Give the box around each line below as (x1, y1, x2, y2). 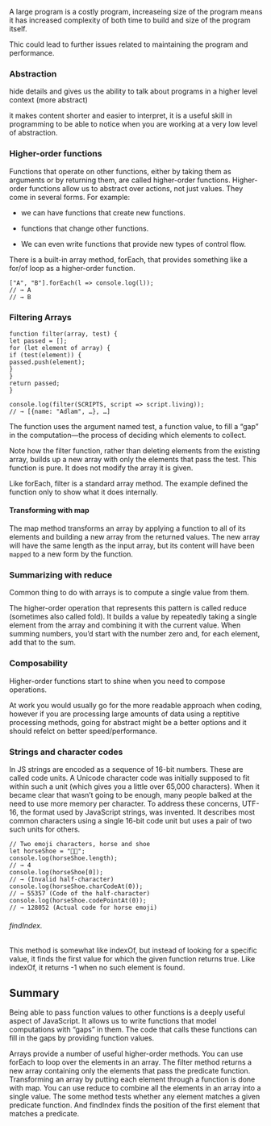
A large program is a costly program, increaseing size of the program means (9, 7, 263, 16)
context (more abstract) (9, 95, 88, 105)
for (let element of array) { (9, 344, 111, 352)
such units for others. (9, 824, 81, 834)
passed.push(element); (9, 358, 85, 366)
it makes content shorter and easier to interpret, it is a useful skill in (9, 111, 233, 120)
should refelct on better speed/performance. (9, 726, 158, 736)
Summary (9, 986, 60, 999)
